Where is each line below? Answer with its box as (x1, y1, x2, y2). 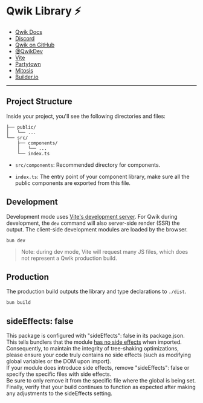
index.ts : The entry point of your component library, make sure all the (14, 173, 190, 180)
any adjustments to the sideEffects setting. (6, 390, 113, 397)
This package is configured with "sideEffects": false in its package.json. (6, 332, 185, 340)
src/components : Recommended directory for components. (14, 161, 161, 169)
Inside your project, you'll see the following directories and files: (6, 112, 166, 120)
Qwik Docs (14, 28, 42, 36)
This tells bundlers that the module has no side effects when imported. (6, 338, 182, 346)
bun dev (6, 237, 26, 243)
